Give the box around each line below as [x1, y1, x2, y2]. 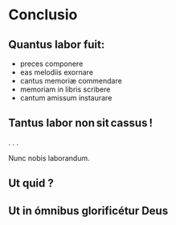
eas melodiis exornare [19, 67, 94, 77]
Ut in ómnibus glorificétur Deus [8, 203, 169, 218]
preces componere [19, 59, 84, 68]
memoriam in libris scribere [19, 84, 111, 94]
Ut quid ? [8, 177, 54, 190]
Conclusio [8, 6, 78, 24]
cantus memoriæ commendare [19, 76, 122, 85]
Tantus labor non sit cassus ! [8, 117, 153, 130]
